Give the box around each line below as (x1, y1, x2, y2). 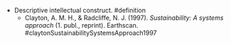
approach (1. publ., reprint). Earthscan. (24, 21, 139, 29)
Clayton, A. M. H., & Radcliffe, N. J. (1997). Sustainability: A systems (24, 13, 224, 22)
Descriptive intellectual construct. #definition (14, 6, 146, 14)
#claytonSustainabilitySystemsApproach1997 (24, 28, 157, 37)
